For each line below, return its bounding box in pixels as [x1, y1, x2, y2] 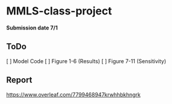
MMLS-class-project [6, 4, 112, 18]
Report [6, 75, 32, 85]
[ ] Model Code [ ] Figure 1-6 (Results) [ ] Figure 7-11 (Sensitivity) [6, 57, 167, 64]
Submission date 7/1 [6, 24, 58, 31]
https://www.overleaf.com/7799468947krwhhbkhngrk [6, 91, 141, 98]
